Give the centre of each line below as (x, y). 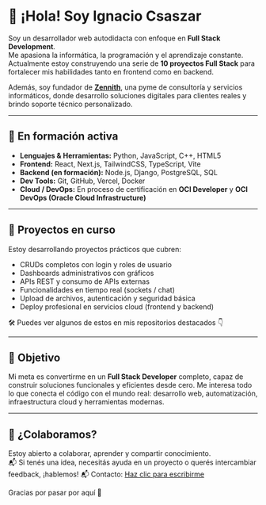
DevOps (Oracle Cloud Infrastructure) (83, 197)
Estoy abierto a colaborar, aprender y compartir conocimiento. (110, 453)
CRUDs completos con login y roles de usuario (96, 264)
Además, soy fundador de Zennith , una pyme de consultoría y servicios (125, 87)
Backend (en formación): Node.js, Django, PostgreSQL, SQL (118, 172)
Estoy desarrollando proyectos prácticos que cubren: (95, 249)
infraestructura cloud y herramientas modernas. (86, 402)
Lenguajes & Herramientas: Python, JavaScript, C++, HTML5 (120, 155)
